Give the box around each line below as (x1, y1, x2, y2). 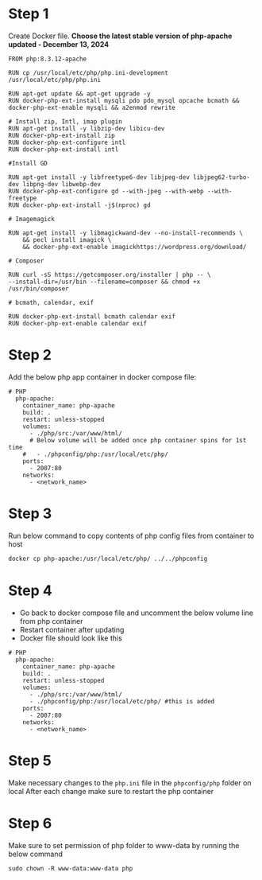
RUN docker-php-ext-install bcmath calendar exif (8, 312, 176, 321)
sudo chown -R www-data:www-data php (8, 864, 133, 872)
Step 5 (8, 751, 52, 769)
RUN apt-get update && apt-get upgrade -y (8, 89, 151, 98)
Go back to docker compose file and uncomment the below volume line (19, 608, 254, 617)
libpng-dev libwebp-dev (22, 180, 102, 188)
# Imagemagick (8, 215, 56, 223)
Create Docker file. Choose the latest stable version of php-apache (8, 31, 233, 41)
